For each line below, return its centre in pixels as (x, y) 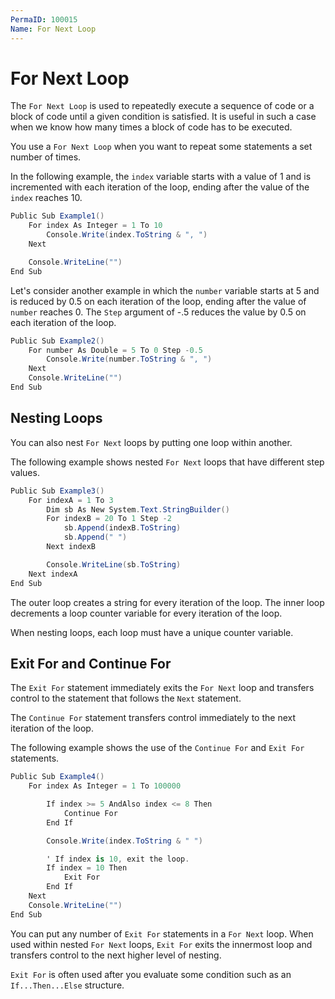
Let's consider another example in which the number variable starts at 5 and (165, 290)
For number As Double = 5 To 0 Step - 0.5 (115, 350)
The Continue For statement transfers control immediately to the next (153, 718)
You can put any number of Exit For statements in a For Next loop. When (162, 933)
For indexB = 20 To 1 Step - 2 (109, 519)
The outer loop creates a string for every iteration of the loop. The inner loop (167, 602)
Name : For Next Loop (53, 29)
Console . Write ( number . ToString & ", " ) (129, 359)
